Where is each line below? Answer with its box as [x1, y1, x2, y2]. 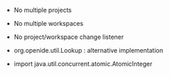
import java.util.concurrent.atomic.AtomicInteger [13, 60, 153, 68]
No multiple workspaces [13, 19, 84, 27]
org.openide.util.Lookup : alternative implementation [13, 47, 164, 54]
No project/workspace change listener [13, 33, 124, 41]
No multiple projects [13, 6, 72, 14]
